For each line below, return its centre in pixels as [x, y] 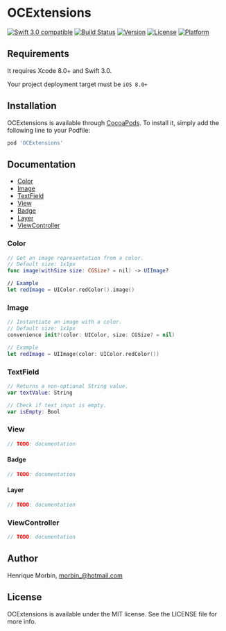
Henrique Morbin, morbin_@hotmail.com [65, 575]
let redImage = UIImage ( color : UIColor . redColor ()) [83, 354]
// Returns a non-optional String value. [68, 386]
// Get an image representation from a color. [76, 258]
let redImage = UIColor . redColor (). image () [71, 290]
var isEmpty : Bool [34, 411]
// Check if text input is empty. [57, 405]
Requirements [38, 54]
